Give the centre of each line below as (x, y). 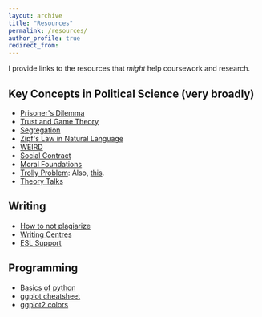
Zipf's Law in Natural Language (72, 138)
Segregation (40, 130)
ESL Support (40, 242)
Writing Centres (46, 234)
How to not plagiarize (55, 226)
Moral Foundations (51, 164)
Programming (43, 268)
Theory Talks (42, 181)
